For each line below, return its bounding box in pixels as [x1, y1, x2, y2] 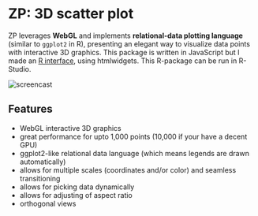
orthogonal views [19, 199, 77, 208]
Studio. [8, 64, 32, 73]
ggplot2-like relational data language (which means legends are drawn [19, 148, 250, 158]
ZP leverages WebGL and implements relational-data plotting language [8, 31, 243, 40]
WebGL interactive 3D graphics [19, 123, 122, 132]
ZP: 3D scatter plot [8, 5, 134, 23]
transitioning [19, 173, 61, 183]
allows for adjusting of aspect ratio [19, 190, 133, 199]
